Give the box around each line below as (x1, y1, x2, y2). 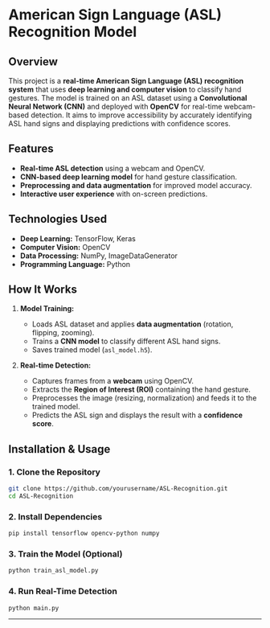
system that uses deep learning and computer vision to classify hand (8, 84, 242, 94)
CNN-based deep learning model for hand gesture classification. (19, 171, 238, 182)
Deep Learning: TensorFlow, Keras (19, 233, 137, 243)
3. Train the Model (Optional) (8, 548, 123, 560)
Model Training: (19, 304, 75, 314)
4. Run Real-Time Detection (8, 585, 118, 597)
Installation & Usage (8, 442, 111, 456)
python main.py (8, 604, 59, 612)
